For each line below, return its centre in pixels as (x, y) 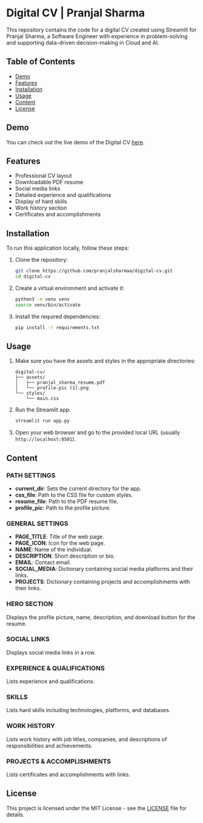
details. (15, 815)
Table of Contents (41, 62)
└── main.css (43, 399)
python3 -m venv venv (42, 299)
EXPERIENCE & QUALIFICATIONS (55, 668)
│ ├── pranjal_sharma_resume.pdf (60, 383)
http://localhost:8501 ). (45, 439)
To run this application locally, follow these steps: (68, 248)
